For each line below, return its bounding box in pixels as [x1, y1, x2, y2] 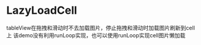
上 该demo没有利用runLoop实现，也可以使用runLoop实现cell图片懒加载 [6, 31, 186, 39]
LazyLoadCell [6, 4, 78, 17]
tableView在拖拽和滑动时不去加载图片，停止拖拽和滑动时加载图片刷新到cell [6, 24, 196, 31]
